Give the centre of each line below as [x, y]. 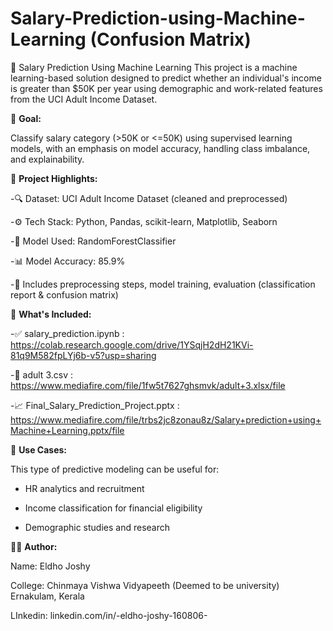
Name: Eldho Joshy [50, 566]
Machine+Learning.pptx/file [67, 430]
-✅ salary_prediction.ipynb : [67, 333]
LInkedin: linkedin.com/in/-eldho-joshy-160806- [109, 615]
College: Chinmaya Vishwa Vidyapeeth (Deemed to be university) [145, 585]
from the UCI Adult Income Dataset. [84, 99]
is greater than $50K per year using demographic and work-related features [166, 88]
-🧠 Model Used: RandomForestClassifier [93, 241]
